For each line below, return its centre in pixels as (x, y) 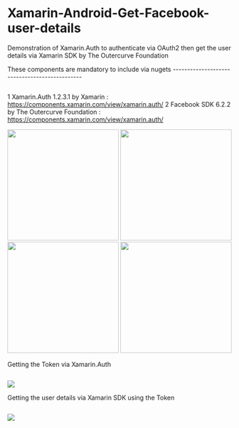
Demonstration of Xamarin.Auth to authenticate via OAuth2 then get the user (119, 48)
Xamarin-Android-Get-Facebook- (108, 13)
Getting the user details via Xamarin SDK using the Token (91, 397)
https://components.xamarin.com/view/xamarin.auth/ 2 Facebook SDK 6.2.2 (119, 104)
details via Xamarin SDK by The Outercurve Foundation (88, 55)
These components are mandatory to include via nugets (89, 69)
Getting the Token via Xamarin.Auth (59, 364)
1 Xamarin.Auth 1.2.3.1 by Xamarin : (58, 97)
